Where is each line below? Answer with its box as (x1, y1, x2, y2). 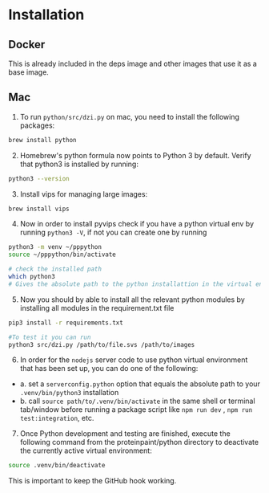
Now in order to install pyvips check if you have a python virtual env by (19, 219, 255, 229)
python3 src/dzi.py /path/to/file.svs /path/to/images (8, 340, 195, 348)
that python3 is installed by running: (19, 159, 139, 169)
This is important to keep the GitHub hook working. (8, 476, 177, 486)
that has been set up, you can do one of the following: (19, 364, 199, 373)
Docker (8, 38, 46, 51)
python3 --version (8, 174, 70, 182)
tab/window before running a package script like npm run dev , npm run (19, 405, 253, 414)
